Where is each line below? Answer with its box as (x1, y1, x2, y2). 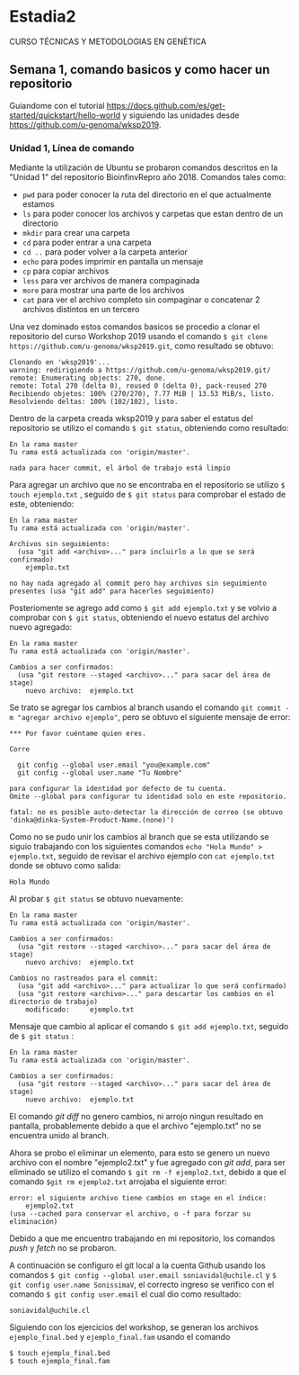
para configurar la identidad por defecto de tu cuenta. (9, 785, 227, 794)
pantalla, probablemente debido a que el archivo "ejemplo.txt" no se (9, 1120, 262, 1131)
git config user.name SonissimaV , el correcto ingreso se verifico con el (9, 1280, 275, 1290)
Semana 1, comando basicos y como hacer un (9, 62, 270, 77)
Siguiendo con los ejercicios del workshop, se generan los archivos (9, 1322, 259, 1333)
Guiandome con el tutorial (9, 100, 105, 111)
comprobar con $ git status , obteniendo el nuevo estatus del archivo (9, 612, 269, 623)
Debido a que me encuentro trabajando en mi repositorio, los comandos (9, 1233, 276, 1244)
